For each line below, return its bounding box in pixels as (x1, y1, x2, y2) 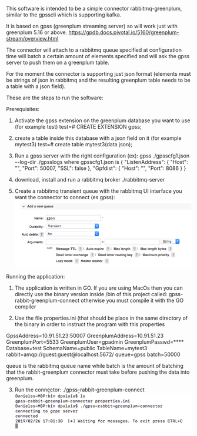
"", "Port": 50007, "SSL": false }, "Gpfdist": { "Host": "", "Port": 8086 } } (14, 165, 186, 172)
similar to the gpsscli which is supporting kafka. (6, 11, 122, 18)
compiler (14, 303, 36, 310)
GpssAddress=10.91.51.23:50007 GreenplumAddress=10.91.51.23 (6, 332, 163, 339)
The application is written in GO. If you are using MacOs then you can (14, 284, 183, 291)
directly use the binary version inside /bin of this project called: (14, 290, 168, 297)
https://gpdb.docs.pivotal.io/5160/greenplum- (68, 29, 179, 36)
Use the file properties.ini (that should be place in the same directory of (14, 314, 188, 321)
